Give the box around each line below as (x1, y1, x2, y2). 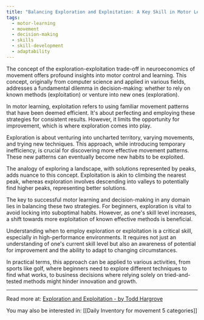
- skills (12, 37, 34, 43)
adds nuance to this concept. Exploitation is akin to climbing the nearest (6, 171, 186, 179)
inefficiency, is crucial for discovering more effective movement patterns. (6, 146, 189, 154)
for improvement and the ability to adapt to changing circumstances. (6, 247, 178, 254)
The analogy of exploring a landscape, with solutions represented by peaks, (6, 165, 196, 172)
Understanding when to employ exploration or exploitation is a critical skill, (6, 227, 193, 234)
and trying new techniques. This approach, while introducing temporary (6, 140, 186, 148)
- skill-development (12, 43, 64, 49)
